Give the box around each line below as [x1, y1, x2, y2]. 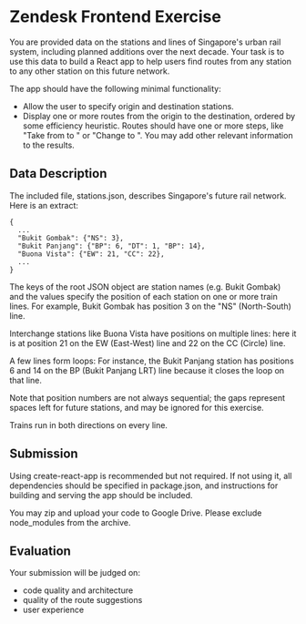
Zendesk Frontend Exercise [9, 6, 221, 27]
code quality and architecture [22, 585, 134, 596]
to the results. [22, 139, 75, 150]
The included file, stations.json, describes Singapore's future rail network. [9, 189, 287, 201]
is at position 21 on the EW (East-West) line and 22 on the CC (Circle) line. [9, 337, 286, 348]
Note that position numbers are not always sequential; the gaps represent [9, 392, 285, 403]
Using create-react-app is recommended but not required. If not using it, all [9, 470, 292, 481]
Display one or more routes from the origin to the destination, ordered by [22, 110, 296, 121]
